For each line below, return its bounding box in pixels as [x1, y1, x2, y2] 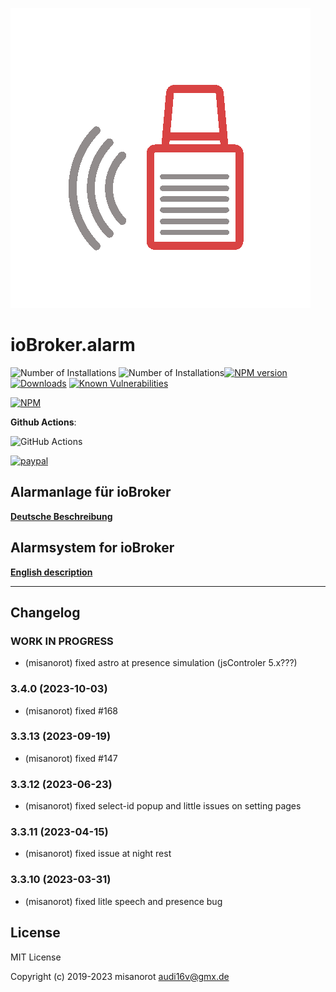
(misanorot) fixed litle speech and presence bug [24, 895, 223, 907]
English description [10, 566, 93, 578]
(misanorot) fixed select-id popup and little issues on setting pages [24, 800, 302, 812]
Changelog [10, 604, 81, 621]
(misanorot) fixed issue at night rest [24, 848, 172, 860]
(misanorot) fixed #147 [24, 752, 118, 764]
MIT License [10, 951, 62, 963]
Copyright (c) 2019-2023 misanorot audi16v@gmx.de [10, 970, 230, 982]
